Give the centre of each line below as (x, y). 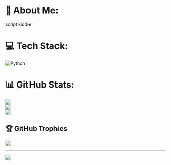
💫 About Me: (32, 10)
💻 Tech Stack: (37, 46)
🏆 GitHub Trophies (36, 129)
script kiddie (18, 24)
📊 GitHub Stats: (40, 85)
